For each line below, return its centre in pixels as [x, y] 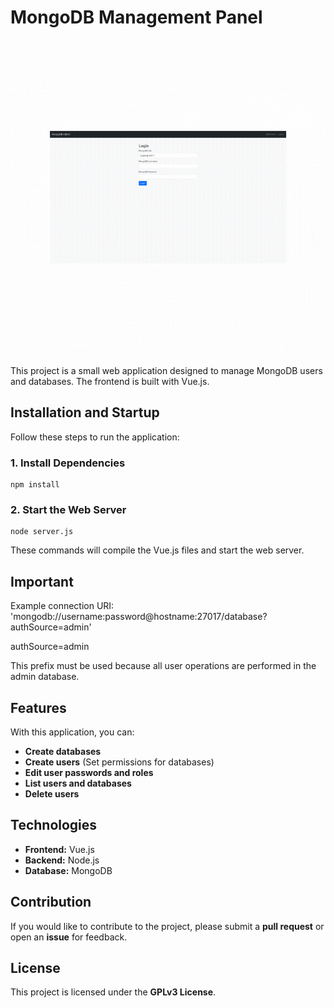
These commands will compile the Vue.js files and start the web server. [157, 550]
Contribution [51, 902]
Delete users [52, 793]
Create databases [63, 751]
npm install [35, 485]
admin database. [45, 677]
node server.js [42, 532]
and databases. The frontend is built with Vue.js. [110, 381]
